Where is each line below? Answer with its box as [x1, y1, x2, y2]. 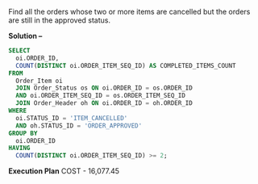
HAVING [8, 144, 31, 153]
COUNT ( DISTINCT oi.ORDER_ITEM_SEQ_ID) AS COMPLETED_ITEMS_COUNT [15, 61, 236, 69]
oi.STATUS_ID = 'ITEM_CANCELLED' [15, 114, 128, 122]
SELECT [8, 47, 31, 55]
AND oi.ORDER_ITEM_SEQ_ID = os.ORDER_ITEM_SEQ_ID [15, 92, 185, 100]
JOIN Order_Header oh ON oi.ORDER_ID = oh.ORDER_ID [15, 99, 193, 107]
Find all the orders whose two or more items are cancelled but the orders [8, 7, 251, 16]
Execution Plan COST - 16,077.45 [8, 166, 119, 176]
